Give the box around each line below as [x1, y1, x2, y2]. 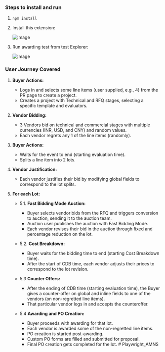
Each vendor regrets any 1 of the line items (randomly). [19, 132, 131, 138]
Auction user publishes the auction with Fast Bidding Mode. [27, 220, 148, 226]
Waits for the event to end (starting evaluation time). [19, 151, 126, 157]
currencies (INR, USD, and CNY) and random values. [19, 127, 127, 133]
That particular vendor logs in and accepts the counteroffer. [27, 301, 149, 307]
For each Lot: [12, 191, 41, 197]
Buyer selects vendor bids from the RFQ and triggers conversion [27, 210, 159, 216]
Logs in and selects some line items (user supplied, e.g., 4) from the [19, 87, 158, 93]
